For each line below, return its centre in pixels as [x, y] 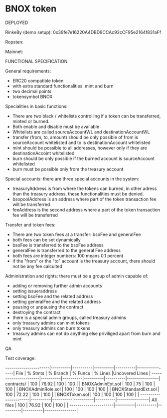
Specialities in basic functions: [36, 106]
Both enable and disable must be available [56, 126]
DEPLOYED [17, 22]
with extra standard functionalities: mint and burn [63, 86]
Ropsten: [14, 42]
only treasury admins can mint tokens [51, 322]
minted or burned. [31, 121]
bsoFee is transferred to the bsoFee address [58, 245]
